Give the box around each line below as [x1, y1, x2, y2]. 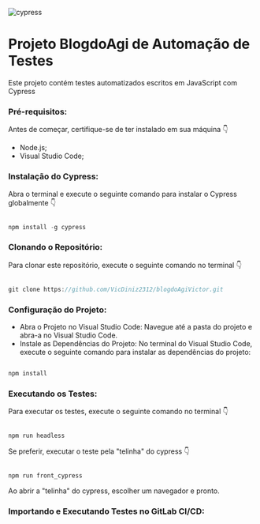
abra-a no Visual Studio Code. [19, 330, 118, 340]
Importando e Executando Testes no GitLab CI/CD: [8, 506, 205, 517]
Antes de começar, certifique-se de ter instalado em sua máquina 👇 [8, 125, 228, 134]
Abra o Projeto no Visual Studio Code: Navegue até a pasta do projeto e [19, 322, 253, 331]
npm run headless [8, 432, 65, 440]
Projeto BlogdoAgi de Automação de [8, 36, 251, 53]
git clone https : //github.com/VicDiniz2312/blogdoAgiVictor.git [8, 285, 224, 293]
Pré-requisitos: [8, 106, 68, 117]
